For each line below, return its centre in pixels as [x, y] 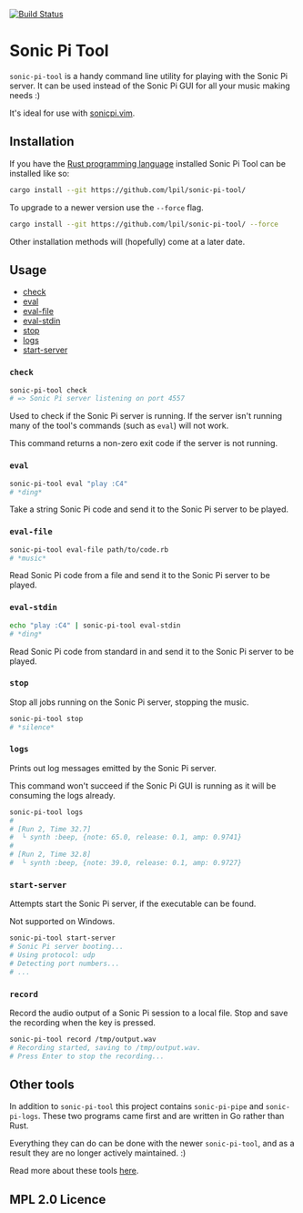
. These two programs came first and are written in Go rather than [161, 1116]
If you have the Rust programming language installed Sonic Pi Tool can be [148, 163]
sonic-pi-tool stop [46, 719]
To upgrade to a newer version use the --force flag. [107, 207]
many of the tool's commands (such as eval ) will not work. [119, 426]
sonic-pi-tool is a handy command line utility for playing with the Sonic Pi [149, 76]
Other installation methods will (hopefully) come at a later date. [127, 241]
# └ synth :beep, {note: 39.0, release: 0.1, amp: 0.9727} [126, 863]
